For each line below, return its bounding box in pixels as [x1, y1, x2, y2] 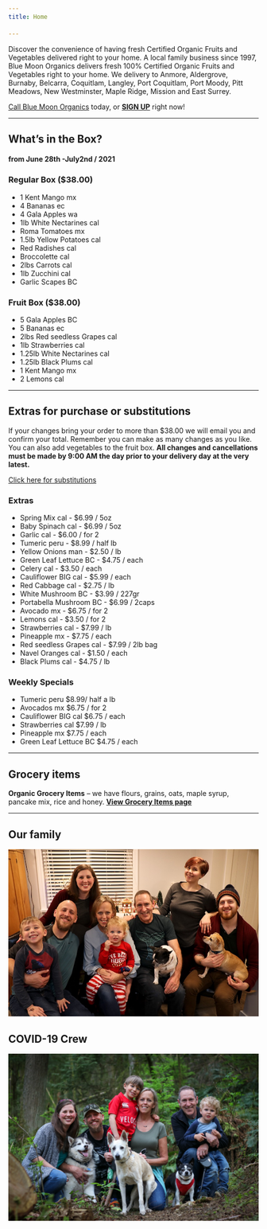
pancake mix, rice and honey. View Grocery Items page [8, 797, 192, 807]
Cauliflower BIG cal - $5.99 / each [19, 572, 131, 582]
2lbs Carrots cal [19, 259, 72, 270]
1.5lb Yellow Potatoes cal [19, 235, 101, 244]
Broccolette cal [19, 252, 70, 261]
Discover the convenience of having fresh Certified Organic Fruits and [8, 44, 238, 53]
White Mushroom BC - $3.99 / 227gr [19, 589, 140, 599]
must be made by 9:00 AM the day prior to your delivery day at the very [8, 451, 250, 461]
